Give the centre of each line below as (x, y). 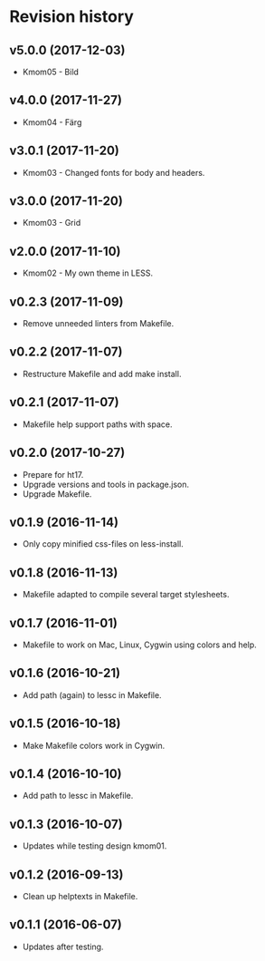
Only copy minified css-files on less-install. (103, 544)
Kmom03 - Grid (52, 223)
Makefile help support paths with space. (98, 424)
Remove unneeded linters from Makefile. (98, 324)
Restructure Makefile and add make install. (102, 374)
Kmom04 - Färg (52, 122)
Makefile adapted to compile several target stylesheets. (126, 595)
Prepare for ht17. (53, 474)
